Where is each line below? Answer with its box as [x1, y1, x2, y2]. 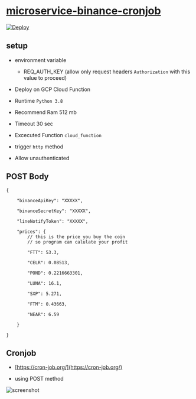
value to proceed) [23, 74, 67, 81]
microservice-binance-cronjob [6, 4, 161, 18]
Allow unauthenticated [14, 154, 70, 161]
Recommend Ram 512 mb [14, 108, 77, 116]
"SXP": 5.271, [27, 291, 62, 297]
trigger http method [14, 143, 64, 150]
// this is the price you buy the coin [27, 233, 126, 240]
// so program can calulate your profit [27, 239, 128, 245]
